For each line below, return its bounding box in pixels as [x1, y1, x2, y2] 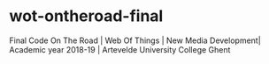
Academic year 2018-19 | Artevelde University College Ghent [9, 44, 231, 54]
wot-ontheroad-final [9, 6, 164, 26]
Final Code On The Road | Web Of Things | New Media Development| [9, 35, 261, 46]
